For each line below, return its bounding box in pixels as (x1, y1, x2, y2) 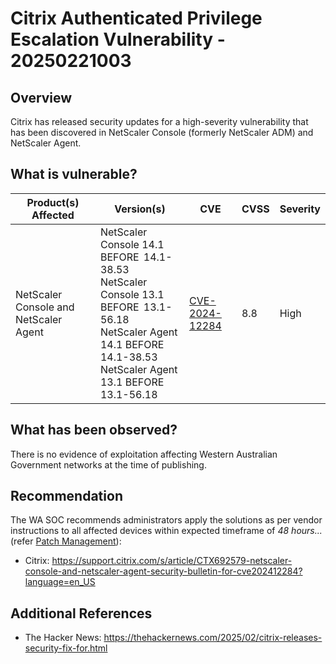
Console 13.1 (99, 287, 165, 301)
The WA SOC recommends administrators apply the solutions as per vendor (10, 514, 323, 526)
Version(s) (114, 202, 166, 216)
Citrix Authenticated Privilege (10, 7, 263, 30)
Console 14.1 (99, 237, 165, 251)
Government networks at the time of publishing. (10, 458, 207, 471)
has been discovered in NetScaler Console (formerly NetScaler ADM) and (10, 127, 314, 138)
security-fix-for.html (24, 642, 108, 654)
